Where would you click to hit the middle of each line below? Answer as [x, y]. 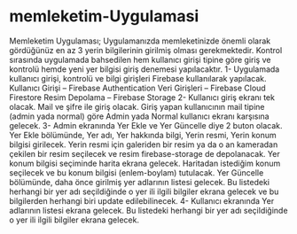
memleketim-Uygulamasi [104, 16]
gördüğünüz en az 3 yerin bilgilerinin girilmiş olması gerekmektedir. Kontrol [146, 50]
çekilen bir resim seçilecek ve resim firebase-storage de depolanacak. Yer [145, 153]
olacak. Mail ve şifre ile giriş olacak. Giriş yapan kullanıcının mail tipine [137, 106]
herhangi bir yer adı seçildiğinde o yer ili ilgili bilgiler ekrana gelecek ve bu [144, 191]
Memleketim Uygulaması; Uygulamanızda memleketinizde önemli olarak [140, 41]
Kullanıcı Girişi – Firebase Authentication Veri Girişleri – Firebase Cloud [137, 88]
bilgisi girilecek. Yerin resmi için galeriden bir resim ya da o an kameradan [144, 144]
